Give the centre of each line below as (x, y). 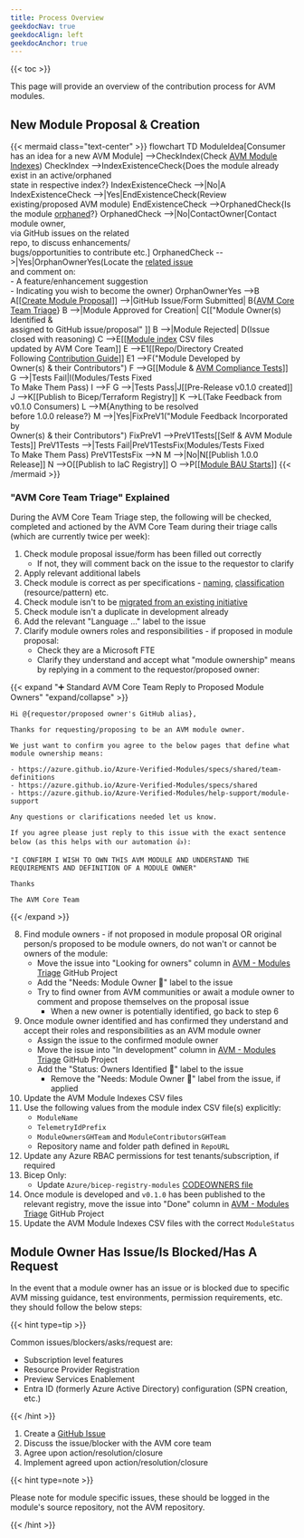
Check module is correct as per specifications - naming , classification (154, 583)
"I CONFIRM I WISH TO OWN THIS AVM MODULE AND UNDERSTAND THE (130, 861)
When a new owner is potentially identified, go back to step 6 (165, 1011)
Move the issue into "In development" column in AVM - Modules (157, 1050)
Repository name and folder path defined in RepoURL (133, 1146)
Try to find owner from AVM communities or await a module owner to (166, 992)
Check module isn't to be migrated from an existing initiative (135, 602)
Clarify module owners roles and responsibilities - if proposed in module (158, 631)
